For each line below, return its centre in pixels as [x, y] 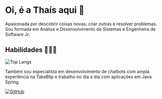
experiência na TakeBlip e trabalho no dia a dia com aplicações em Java [79, 77]
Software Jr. [18, 34]
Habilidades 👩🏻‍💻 [31, 50]
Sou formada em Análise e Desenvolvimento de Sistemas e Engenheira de [81, 29]
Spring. [13, 82]
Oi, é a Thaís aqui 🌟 [45, 10]
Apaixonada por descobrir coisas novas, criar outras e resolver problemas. [81, 24]
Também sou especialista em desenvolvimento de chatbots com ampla [77, 71]
